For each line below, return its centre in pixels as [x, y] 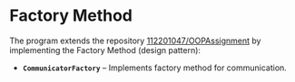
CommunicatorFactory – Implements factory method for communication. [155, 68]
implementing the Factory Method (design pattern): [105, 50]
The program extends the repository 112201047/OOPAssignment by [135, 41]
